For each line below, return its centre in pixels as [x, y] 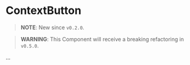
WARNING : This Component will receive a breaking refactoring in [102, 39]
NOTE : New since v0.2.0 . [52, 27]
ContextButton [43, 11]
